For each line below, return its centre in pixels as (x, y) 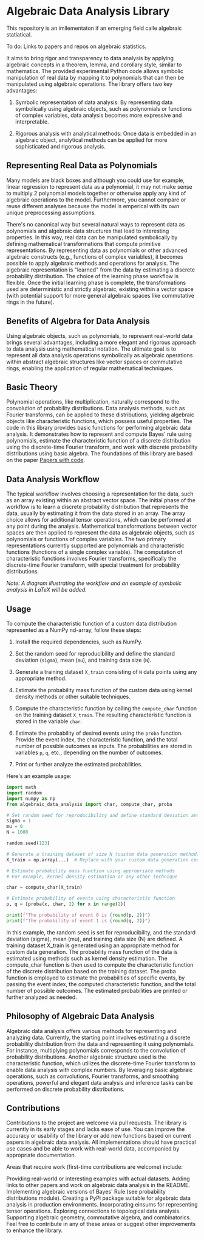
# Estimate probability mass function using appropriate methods (90, 871)
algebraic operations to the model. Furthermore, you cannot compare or (96, 200)
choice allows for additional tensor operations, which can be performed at (99, 520)
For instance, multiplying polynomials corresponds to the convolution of (96, 1050)
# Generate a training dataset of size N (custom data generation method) (103, 854)
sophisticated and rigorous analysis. (60, 146)
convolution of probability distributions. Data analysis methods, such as (96, 408)
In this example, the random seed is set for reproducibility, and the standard (101, 932)
